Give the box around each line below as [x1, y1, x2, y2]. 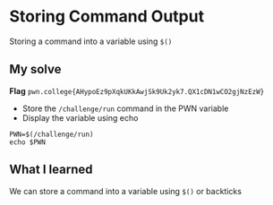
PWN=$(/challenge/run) [9, 130, 94, 139]
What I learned [9, 162, 93, 177]
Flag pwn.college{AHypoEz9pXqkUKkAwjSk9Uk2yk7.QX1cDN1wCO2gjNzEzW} [9, 85, 265, 96]
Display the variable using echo [21, 112, 139, 123]
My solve [9, 62, 62, 77]
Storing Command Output [9, 6, 204, 27]
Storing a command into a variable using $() [9, 36, 173, 47]
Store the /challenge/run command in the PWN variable [21, 103, 229, 114]
